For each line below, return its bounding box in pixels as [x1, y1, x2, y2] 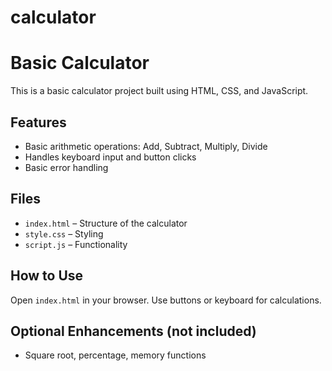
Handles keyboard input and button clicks [24, 151, 197, 163]
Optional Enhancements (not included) [10, 322, 257, 340]
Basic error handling [24, 161, 109, 173]
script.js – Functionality [24, 238, 128, 250]
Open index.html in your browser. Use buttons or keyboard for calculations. [10, 294, 322, 306]
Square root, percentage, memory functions [24, 349, 207, 361]
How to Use [10, 267, 84, 285]
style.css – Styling [24, 227, 104, 240]
